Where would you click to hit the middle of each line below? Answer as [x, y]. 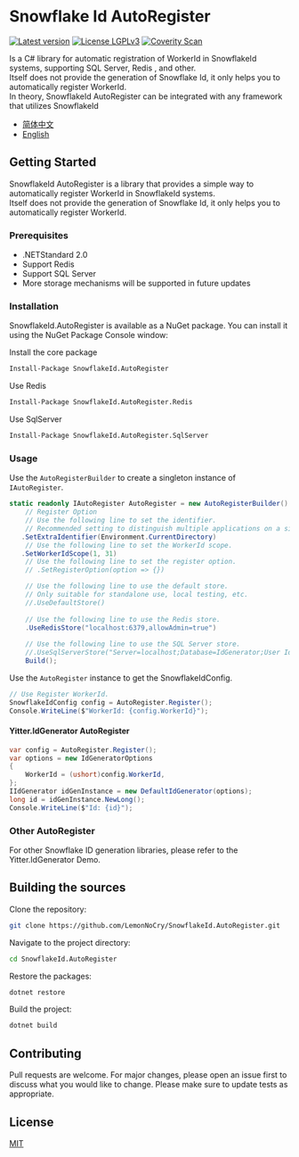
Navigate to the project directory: [70, 942]
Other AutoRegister [52, 831]
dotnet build [33, 1026]
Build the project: [40, 1009]
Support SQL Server [59, 274]
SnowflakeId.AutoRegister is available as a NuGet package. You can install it [149, 326]
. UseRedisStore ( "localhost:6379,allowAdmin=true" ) [121, 628]
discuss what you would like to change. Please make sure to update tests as [149, 1085]
